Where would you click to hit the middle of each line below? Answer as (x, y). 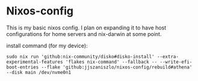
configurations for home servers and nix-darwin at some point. (84, 34)
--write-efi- (176, 62)
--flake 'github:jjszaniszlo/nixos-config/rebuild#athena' (117, 67)
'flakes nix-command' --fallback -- (111, 62)
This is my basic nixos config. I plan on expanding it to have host (86, 28)
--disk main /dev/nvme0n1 (39, 72)
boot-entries (23, 67)
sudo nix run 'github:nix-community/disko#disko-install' (80, 56)
